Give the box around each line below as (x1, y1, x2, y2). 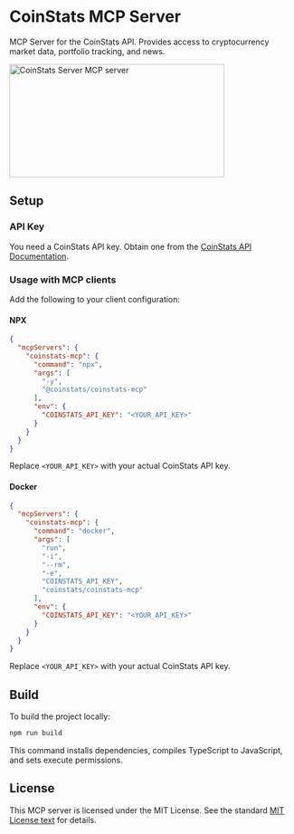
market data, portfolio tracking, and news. (9, 45, 166, 56)
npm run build (9, 729, 63, 738)
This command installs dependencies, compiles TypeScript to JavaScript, (9, 745, 283, 756)
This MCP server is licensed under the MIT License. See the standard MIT (9, 804, 285, 816)
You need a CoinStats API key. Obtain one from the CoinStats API (9, 241, 252, 252)
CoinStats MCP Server (9, 6, 182, 27)
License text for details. (9, 814, 97, 825)
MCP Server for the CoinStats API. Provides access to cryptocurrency (9, 36, 270, 47)
